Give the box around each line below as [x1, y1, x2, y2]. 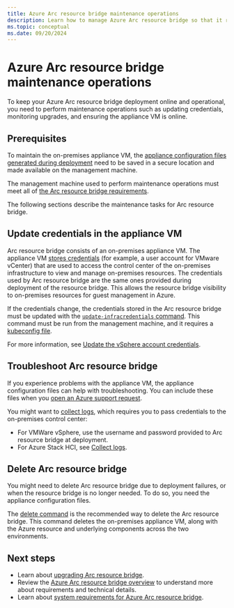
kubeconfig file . [7, 326, 52, 335]
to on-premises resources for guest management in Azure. [7, 291, 176, 299]
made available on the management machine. [7, 166, 138, 174]
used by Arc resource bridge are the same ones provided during [7, 276, 192, 284]
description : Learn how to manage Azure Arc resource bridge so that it [7, 17, 223, 24]
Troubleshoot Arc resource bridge [7, 360, 158, 372]
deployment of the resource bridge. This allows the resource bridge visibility [7, 283, 226, 291]
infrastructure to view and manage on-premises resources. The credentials [7, 268, 223, 277]
